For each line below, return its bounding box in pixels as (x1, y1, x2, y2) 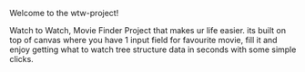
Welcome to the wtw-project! (9, 8, 119, 18)
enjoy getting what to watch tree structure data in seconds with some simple (9, 44, 297, 55)
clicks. (9, 54, 34, 64)
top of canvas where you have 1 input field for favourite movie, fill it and (9, 35, 278, 45)
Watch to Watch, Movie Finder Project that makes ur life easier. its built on (9, 25, 287, 35)
